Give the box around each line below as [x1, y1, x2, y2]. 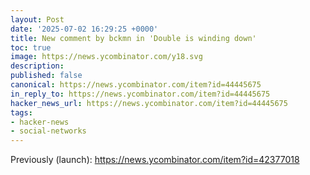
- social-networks [10, 126, 87, 136]
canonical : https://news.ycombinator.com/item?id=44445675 [10, 80, 262, 90]
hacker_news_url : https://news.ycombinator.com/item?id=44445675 [10, 98, 288, 108]
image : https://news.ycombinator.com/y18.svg [10, 52, 203, 62]
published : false [10, 71, 83, 81]
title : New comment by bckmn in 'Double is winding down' [10, 33, 257, 43]
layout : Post [10, 14, 65, 25]
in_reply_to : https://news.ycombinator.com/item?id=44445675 [10, 89, 271, 99]
